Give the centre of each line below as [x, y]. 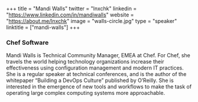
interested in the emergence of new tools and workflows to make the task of [99, 87]
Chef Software [27, 42]
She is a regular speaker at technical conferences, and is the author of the [96, 74]
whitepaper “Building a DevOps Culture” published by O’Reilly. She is [90, 80]
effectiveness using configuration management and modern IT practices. [95, 68]
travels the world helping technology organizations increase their [85, 62]
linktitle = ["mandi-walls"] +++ [43, 27]
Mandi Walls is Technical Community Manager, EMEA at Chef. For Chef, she [98, 55]
